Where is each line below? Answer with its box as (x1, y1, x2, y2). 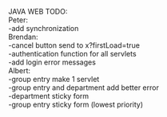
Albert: (8, 66, 30, 75)
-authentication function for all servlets (8, 49, 137, 58)
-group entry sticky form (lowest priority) (8, 99, 144, 109)
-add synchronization (8, 24, 79, 33)
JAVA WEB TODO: (8, 7, 68, 16)
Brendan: (8, 32, 38, 41)
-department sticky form (8, 92, 89, 100)
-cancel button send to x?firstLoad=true (8, 41, 140, 50)
